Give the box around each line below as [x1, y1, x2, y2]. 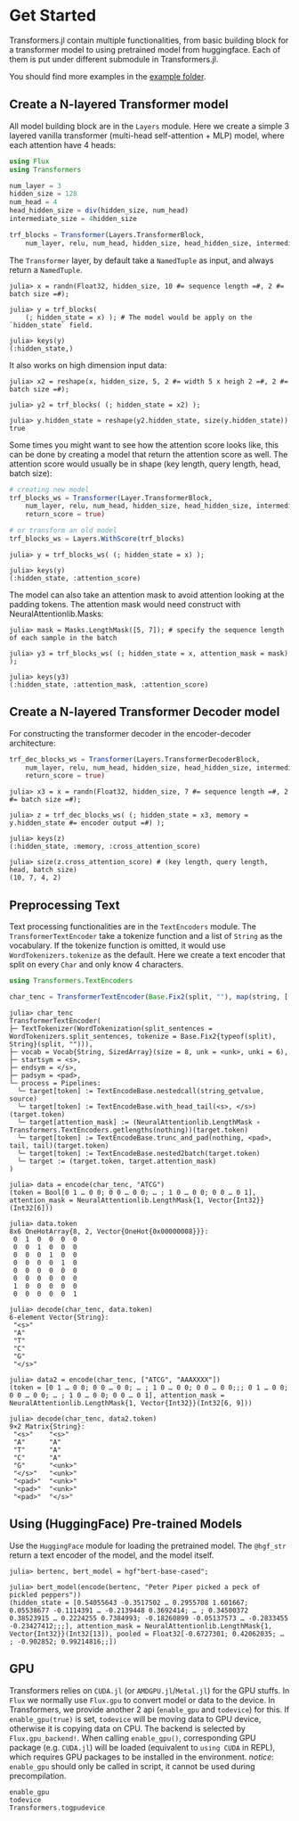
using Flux [9, 157, 50, 166]
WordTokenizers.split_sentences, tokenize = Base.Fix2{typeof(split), [9, 1032, 277, 1041]
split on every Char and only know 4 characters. [9, 960, 184, 970]
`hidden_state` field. [9, 320, 93, 330]
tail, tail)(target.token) [9, 1141, 109, 1150]
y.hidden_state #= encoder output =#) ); [9, 819, 166, 828]
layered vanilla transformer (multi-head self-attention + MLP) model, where [9, 130, 285, 141]
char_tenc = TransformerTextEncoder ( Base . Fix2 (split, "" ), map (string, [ [9, 993, 289, 1001]
